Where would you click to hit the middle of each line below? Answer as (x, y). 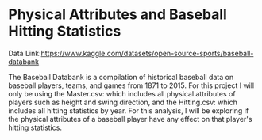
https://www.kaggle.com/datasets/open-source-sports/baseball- (147, 53)
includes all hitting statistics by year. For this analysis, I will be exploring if (129, 110)
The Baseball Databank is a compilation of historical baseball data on (121, 77)
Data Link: (25, 53)
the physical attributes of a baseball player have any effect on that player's (130, 119)
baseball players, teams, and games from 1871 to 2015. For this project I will (131, 85)
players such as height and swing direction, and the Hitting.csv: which (123, 102)
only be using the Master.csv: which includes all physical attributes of (122, 93)
